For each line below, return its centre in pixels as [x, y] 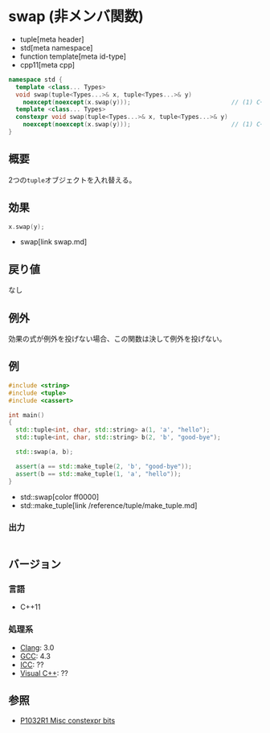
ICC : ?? [32, 665]
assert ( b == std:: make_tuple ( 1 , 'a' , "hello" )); [98, 474]
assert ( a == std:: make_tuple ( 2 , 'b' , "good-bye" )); [104, 466]
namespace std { [35, 80]
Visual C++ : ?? [44, 673]
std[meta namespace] [56, 47]
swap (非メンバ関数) [76, 16]
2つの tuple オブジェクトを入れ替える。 [72, 180]
